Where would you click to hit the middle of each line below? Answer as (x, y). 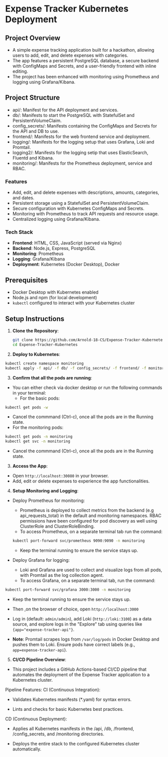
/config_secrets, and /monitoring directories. (58, 734)
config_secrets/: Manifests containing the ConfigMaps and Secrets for (85, 125)
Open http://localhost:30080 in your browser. (60, 476)
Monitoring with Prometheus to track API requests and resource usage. (85, 214)
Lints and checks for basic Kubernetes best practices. (68, 709)
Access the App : (30, 466)
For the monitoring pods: (38, 428)
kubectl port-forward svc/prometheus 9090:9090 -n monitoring (78, 541)
